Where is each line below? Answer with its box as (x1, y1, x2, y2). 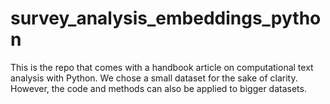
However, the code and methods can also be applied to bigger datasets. (10, 82, 307, 94)
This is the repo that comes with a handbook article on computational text (10, 61, 314, 73)
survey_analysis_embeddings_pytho (10, 7, 322, 30)
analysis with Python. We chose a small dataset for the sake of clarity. (10, 72, 298, 84)
